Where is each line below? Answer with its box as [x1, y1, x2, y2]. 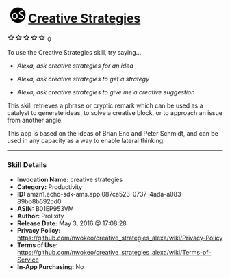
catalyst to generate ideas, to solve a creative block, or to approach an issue [7, 108, 222, 116]
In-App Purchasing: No [16, 263, 84, 271]
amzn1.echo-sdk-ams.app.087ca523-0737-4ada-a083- [27, 190, 184, 199]
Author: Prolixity [16, 212, 64, 220]
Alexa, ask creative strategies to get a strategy [16, 75, 149, 83]
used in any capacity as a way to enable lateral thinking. [7, 136, 166, 144]
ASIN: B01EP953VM [16, 205, 74, 213]
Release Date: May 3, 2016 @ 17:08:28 [16, 219, 127, 227]
